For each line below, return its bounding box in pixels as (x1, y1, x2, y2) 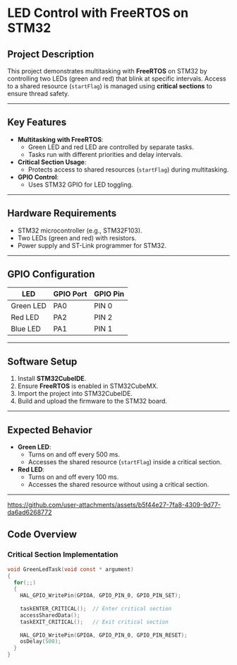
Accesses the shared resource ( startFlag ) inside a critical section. (28, 458, 222, 466)
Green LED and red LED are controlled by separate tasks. (28, 143, 194, 151)
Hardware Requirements (7, 207, 117, 220)
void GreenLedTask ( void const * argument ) (7, 565, 134, 573)
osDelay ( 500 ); (20, 638, 61, 645)
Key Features (7, 117, 67, 129)
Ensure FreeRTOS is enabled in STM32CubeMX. (17, 382, 159, 390)
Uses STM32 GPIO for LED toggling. (28, 180, 133, 189)
